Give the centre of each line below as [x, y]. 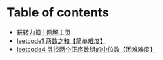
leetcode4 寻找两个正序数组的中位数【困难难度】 [86, 49]
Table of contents [58, 13]
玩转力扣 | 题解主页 [44, 32]
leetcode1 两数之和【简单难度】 [61, 41]
